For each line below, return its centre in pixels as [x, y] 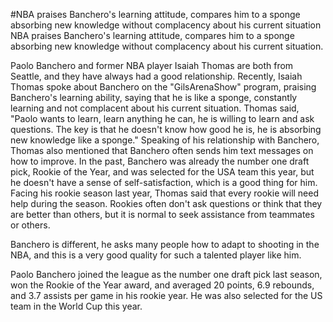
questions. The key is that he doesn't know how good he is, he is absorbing [166, 129]
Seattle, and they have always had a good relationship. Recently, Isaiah [156, 76]
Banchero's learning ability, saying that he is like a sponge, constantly [154, 97]
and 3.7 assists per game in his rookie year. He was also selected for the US [166, 295]
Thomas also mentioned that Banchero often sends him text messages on [162, 150]
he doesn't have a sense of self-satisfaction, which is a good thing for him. [164, 182]
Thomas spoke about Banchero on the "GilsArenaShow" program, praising [163, 87]
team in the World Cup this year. [76, 306]
